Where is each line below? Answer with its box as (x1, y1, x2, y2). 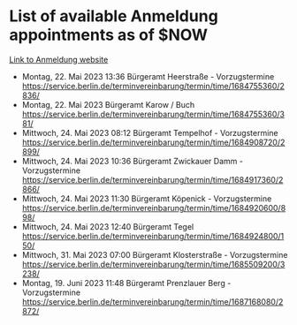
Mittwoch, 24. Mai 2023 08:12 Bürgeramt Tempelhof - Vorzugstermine (21, 127, 278, 138)
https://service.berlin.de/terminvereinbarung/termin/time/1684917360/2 (21, 174, 284, 185)
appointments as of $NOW (9, 25, 209, 45)
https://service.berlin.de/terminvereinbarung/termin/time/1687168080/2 (21, 296, 284, 306)
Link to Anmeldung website (9, 54, 109, 64)
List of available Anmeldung (9, 6, 218, 26)
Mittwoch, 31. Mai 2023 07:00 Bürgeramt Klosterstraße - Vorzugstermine (21, 249, 288, 260)
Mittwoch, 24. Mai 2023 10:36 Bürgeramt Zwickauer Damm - (21, 155, 243, 166)
